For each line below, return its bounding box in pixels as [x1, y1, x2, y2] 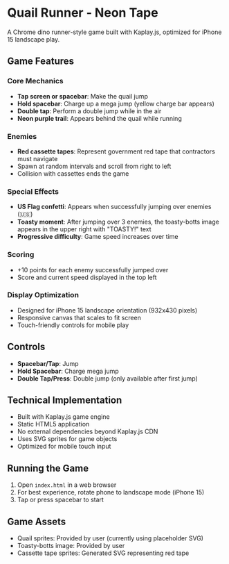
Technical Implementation [7, 395, 122, 406]
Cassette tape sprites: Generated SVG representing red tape [17, 549, 190, 557]
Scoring [7, 250, 35, 260]
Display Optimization [7, 290, 80, 300]
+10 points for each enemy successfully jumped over [17, 265, 169, 274]
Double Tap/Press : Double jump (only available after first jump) [17, 374, 199, 383]
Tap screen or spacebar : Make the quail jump [17, 92, 149, 100]
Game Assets [7, 515, 66, 527]
